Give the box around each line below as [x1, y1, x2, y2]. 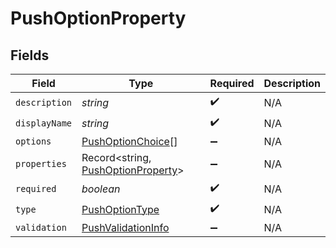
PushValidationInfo [81, 221, 170, 234]
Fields [10, 47, 50, 64]
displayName [15, 117, 73, 129]
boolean [81, 182, 121, 196]
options [15, 136, 52, 147]
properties [15, 158, 67, 169]
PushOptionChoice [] [81, 135, 178, 148]
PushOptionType [81, 202, 160, 216]
